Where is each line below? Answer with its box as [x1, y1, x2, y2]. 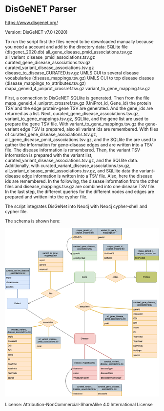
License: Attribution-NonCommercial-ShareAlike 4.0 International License [5, 402, 153, 407]
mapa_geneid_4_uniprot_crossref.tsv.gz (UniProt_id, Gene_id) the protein [5, 100, 151, 106]
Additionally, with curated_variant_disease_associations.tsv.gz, [5, 163, 131, 169]
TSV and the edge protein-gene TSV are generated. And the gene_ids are [5, 105, 153, 111]
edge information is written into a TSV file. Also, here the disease [21, 173, 153, 179]
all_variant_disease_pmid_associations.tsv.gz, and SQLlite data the [5, 168, 138, 173]
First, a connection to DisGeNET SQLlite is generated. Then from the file [5, 95, 150, 101]
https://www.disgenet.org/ [5, 20, 59, 25]
